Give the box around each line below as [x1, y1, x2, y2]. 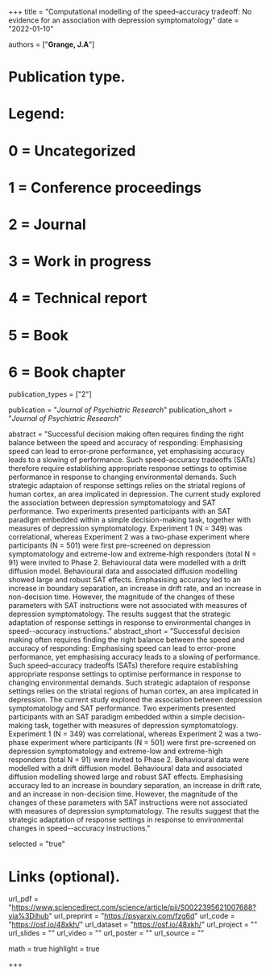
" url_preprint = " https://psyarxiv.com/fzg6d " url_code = [48, 911, 235, 921]
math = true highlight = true [8, 944, 100, 954]
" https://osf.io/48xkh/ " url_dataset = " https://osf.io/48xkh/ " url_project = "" [8, 919, 258, 930]
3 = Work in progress [8, 252, 152, 271]
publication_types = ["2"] [8, 390, 92, 399]
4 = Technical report [8, 290, 147, 307]
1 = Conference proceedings [8, 178, 201, 197]
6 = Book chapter [8, 363, 127, 381]
